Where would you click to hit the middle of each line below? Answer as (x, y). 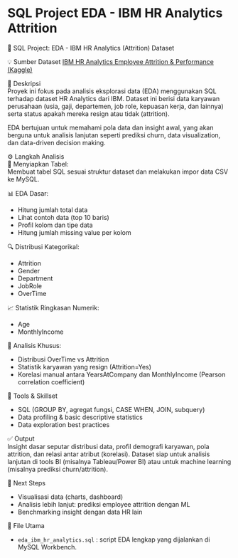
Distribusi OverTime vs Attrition (63, 359)
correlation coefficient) (51, 381)
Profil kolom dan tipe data (55, 225)
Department (35, 278)
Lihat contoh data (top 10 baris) (64, 217)
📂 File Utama (26, 525)
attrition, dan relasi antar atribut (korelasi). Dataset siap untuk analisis (109, 454)
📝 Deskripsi (24, 83)
